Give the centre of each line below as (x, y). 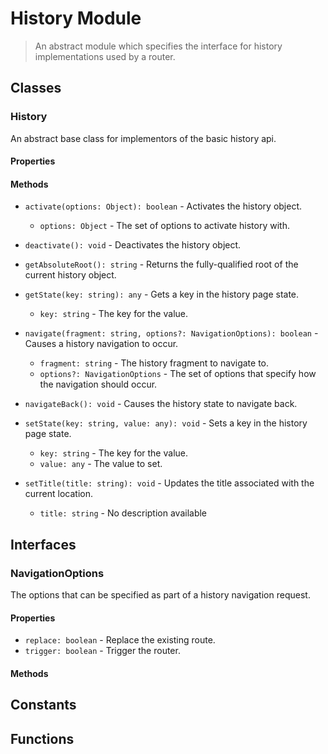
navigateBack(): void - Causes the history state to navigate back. (161, 404)
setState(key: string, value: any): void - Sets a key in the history (166, 423)
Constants (43, 705)
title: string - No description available (123, 513)
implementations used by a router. (105, 56)
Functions (42, 738)
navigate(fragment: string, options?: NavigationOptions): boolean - (171, 333)
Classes (36, 88)
